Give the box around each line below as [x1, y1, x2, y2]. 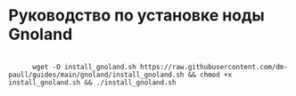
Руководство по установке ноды [8, 5, 265, 26]
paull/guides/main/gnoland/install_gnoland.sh [8, 70, 185, 79]
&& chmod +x [187, 70, 233, 79]
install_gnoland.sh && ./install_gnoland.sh [8, 77, 177, 87]
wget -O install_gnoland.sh [31, 62, 137, 71]
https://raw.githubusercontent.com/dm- [140, 62, 289, 71]
